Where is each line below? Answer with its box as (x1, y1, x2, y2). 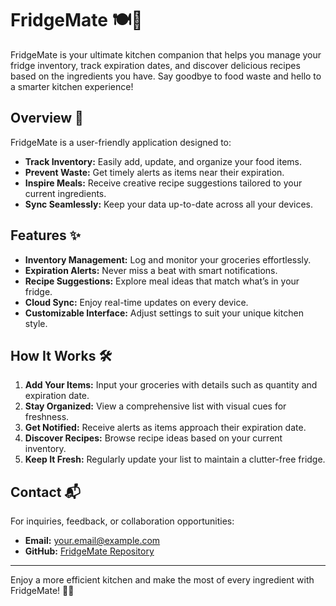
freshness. (24, 411, 70, 423)
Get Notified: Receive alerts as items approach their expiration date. (24, 422, 307, 434)
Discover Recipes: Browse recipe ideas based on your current (24, 432, 283, 444)
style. (24, 317, 48, 329)
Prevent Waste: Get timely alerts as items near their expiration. (24, 166, 285, 178)
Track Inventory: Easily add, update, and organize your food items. (24, 155, 303, 167)
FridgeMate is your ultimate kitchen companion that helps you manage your (10, 48, 322, 61)
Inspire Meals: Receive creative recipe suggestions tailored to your (24, 177, 303, 189)
